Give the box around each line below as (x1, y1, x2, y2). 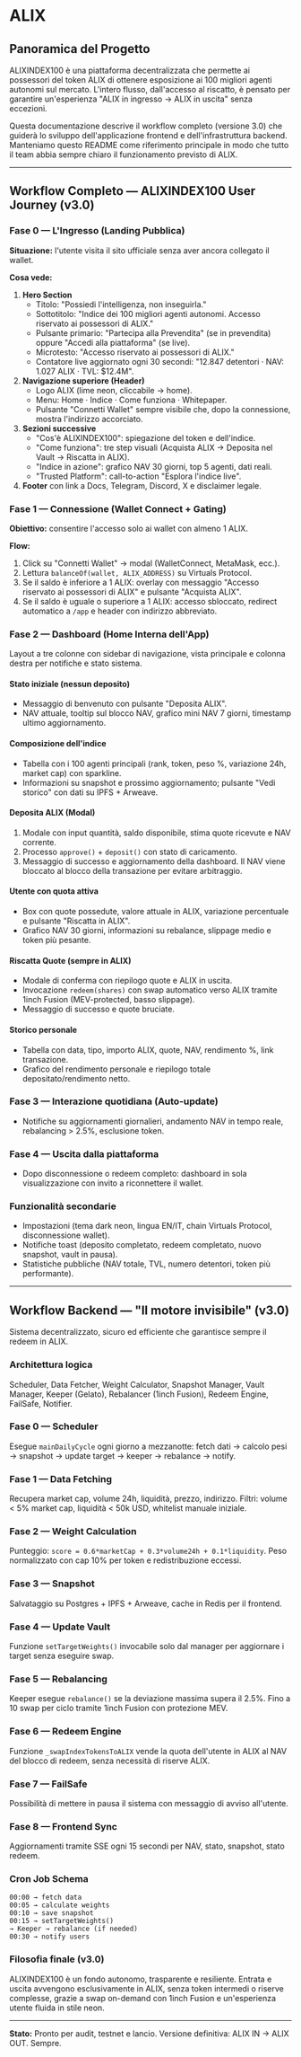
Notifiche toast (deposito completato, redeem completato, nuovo (21, 1240, 262, 1250)
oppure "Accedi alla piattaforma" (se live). (35, 337, 191, 348)
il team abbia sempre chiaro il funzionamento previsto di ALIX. (9, 149, 238, 160)
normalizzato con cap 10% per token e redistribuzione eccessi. (9, 1555, 242, 1566)
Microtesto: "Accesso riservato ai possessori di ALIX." (35, 347, 235, 358)
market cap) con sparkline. (21, 767, 122, 778)
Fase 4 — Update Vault (9, 1620, 110, 1633)
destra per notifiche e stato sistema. (9, 658, 143, 669)
